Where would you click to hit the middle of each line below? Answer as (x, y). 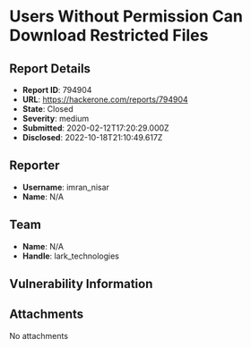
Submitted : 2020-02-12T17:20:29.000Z (95, 128)
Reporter (35, 166)
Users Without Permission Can (126, 17)
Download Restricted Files (109, 35)
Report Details (50, 68)
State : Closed (48, 109)
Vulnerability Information (81, 284)
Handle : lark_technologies (70, 256)
